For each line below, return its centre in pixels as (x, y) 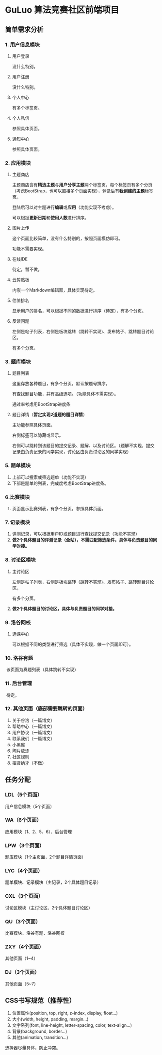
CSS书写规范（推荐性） (40, 1000)
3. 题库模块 (18, 362)
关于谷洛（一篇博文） (33, 720)
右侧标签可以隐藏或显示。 (38, 435)
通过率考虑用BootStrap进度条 (41, 404)
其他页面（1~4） (22, 958)
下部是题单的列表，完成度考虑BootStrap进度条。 (60, 483)
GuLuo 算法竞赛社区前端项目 (62, 10)
